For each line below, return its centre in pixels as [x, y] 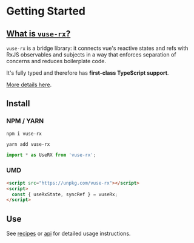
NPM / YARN [25, 121]
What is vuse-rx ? [38, 34]
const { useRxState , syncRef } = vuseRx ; [65, 194]
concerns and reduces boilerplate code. [56, 61]
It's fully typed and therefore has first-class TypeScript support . [88, 73]
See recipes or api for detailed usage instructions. [69, 234]
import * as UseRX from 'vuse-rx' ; [51, 155]
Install [18, 104]
